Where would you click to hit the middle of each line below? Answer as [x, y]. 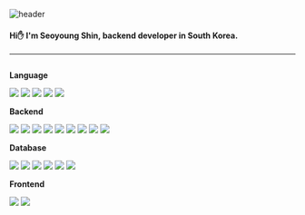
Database [28, 148]
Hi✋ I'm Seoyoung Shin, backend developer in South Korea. [124, 35]
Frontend [27, 184]
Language [29, 75]
